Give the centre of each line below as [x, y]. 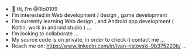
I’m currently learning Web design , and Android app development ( [93, 21]
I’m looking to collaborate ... [45, 34]
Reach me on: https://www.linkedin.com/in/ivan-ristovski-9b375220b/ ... [99, 46]
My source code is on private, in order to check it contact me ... [88, 40]
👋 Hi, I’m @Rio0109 [35, 9]
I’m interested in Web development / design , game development [90, 15]
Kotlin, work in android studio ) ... [52, 27]
